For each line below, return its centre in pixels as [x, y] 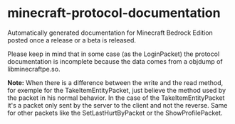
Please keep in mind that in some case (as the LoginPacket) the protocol [114, 54]
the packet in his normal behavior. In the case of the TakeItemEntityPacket [116, 98]
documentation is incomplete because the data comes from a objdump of [115, 61]
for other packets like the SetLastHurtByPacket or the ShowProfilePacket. [115, 113]
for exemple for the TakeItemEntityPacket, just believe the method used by [117, 90]
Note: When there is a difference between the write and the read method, [115, 82]
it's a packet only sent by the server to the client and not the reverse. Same [117, 105]
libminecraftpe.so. [34, 69]
